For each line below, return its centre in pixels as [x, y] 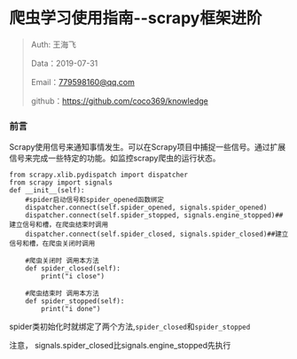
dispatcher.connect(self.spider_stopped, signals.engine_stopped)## [154, 215]
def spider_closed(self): [73, 269]
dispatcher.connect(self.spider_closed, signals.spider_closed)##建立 [157, 234]
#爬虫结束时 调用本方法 [62, 293]
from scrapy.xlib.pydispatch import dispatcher [99, 175]
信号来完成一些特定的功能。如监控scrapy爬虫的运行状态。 [115, 158]
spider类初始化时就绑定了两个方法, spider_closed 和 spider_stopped [130, 327]
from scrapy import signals [61, 183]
